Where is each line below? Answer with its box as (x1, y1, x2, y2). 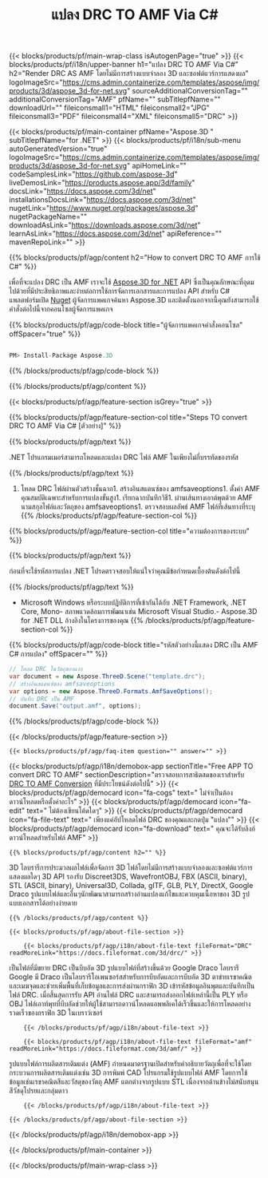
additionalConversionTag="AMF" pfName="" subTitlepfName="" (9, 94, 222, 105)
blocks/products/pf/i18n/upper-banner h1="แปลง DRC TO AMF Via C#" (9, 60, 238, 69)
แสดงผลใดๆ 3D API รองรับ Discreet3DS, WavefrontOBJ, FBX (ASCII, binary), (9, 872, 247, 882)
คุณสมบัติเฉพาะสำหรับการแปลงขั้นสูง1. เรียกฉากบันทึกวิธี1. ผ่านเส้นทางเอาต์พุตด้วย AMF (20, 493, 254, 502)
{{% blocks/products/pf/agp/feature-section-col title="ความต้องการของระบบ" (9, 526, 250, 536)
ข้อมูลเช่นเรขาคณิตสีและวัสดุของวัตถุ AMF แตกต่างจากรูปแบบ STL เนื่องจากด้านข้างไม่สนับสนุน (9, 1077, 259, 1087)
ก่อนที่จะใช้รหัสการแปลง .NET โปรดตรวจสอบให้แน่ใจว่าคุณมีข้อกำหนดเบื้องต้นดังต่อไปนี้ (9, 566, 241, 576)
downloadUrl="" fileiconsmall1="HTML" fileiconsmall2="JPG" (9, 103, 210, 113)
